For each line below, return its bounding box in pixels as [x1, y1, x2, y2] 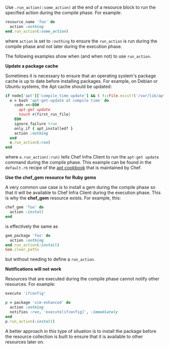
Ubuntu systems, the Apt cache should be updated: [5, 83, 112, 89]
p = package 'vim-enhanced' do [5, 300, 71, 305]
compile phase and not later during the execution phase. [5, 43, 122, 49]
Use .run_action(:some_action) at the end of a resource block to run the [5, 5, 156, 10]
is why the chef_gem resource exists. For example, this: [5, 195, 121, 201]
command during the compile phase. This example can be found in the [5, 159, 152, 166]
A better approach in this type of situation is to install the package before [5, 328, 157, 334]
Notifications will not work [5, 266, 62, 272]
